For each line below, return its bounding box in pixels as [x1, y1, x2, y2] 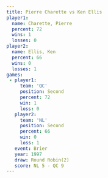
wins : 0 [12, 60, 32, 66]
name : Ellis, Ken [12, 49, 56, 55]
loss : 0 [20, 105, 40, 112]
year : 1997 [14, 151, 43, 157]
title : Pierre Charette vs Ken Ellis [6, 9, 103, 15]
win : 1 [20, 100, 37, 106]
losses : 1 [12, 65, 37, 72]
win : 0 [20, 134, 37, 141]
